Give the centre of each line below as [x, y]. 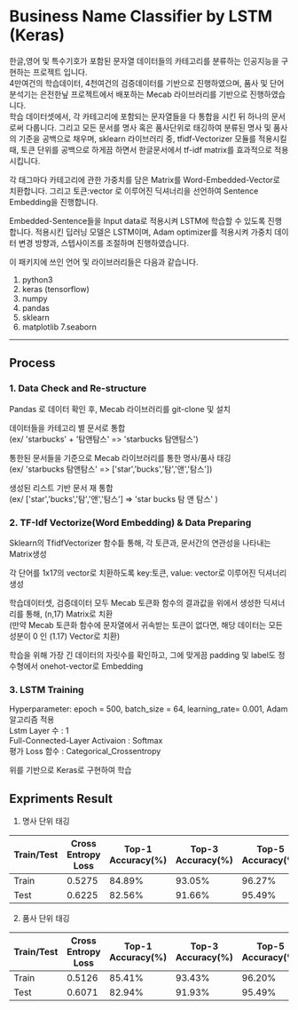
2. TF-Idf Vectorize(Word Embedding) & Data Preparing [130, 522]
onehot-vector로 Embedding [91, 666]
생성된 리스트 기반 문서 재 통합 [61, 488]
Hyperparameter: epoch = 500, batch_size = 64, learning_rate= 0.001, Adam [149, 709]
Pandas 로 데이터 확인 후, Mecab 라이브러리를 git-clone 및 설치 [120, 409]
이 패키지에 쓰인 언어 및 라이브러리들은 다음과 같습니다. [104, 262]
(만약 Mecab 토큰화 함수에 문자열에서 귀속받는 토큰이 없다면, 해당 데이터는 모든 [146, 624]
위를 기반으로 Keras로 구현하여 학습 [71, 770]
